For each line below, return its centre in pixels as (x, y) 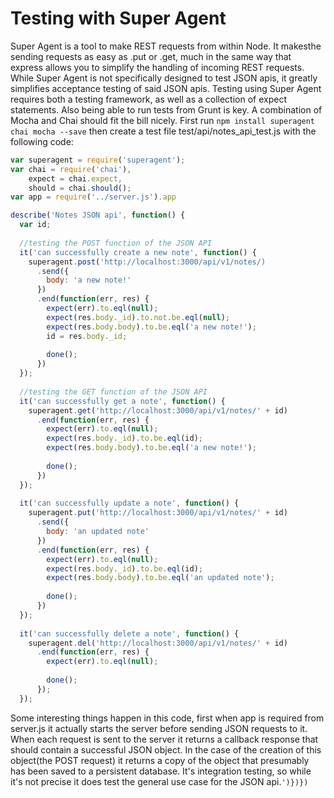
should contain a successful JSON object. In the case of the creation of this (166, 749)
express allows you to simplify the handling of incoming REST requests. (157, 67)
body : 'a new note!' (89, 280)
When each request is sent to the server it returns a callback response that (164, 739)
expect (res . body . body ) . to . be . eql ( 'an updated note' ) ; (160, 578)
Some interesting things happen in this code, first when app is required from (167, 718)
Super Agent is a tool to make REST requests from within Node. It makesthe (166, 46)
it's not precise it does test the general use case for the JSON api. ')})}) (159, 781)
